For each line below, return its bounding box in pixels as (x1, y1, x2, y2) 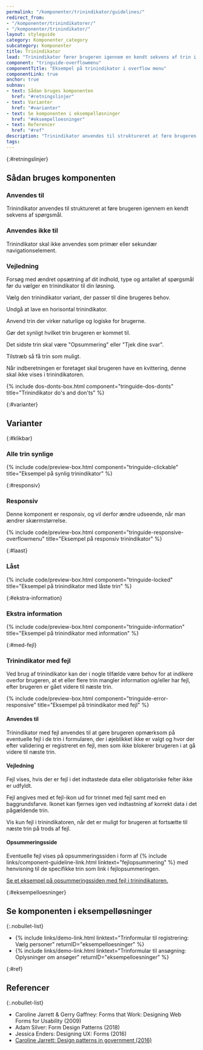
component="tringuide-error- (95, 695, 168, 702)
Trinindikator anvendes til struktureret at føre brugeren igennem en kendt (6, 205, 189, 212)
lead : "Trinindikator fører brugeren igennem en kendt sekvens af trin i (6, 54, 197, 60)
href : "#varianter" (12, 104, 61, 111)
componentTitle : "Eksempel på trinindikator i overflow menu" (6, 65, 167, 72)
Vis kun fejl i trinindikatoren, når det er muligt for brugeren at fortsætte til (6, 818, 188, 825)
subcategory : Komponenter (6, 43, 72, 49)
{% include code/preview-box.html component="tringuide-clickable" (6, 464, 179, 471)
